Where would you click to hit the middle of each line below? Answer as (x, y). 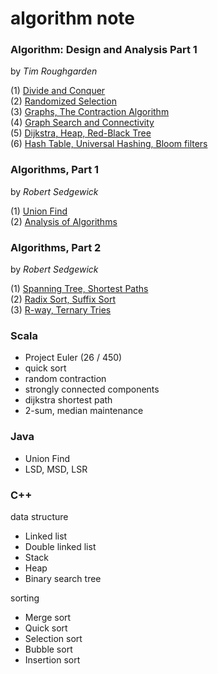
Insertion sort (52, 659)
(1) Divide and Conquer (58, 91)
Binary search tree (63, 578)
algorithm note (73, 18)
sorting (25, 598)
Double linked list (60, 546)
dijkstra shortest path (68, 400)
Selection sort (53, 638)
